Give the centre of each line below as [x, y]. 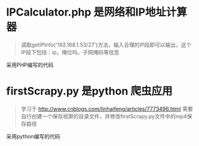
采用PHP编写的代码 [30, 65]
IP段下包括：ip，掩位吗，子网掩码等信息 [70, 52]
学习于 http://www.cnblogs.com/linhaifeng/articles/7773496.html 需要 [107, 108]
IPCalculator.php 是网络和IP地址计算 [97, 12]
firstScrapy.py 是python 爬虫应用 [89, 91]
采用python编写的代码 [33, 136]
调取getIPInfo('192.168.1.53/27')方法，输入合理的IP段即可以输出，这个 [106, 45]
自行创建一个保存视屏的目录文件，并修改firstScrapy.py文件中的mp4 [104, 116]
